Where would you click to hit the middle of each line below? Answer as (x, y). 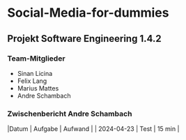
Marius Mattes (38, 88)
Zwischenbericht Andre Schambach (70, 114)
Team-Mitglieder (36, 59)
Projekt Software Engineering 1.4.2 (84, 39)
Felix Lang (32, 81)
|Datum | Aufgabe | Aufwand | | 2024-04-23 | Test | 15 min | (93, 129)
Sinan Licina (35, 73)
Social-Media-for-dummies (88, 13)
